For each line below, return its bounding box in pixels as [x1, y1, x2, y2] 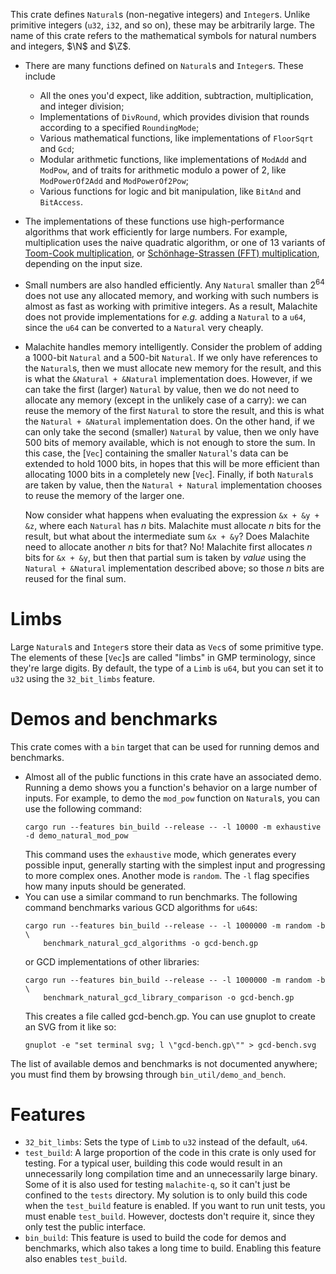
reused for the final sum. [24, 572, 127, 584]
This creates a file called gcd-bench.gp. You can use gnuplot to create [24, 1010, 316, 1022]
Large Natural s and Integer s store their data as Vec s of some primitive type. [10, 640, 324, 653]
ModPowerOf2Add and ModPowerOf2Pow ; [39, 175, 189, 186]
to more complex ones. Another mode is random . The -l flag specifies [24, 869, 310, 881]
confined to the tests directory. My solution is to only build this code [24, 1189, 308, 1201]
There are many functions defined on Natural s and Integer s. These [24, 60, 304, 71]
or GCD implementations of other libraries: [24, 955, 200, 968]
